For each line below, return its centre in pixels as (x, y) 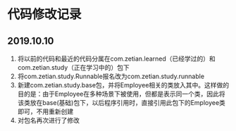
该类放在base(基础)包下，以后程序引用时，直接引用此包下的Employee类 (121, 102)
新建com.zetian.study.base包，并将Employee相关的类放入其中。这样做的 (123, 85)
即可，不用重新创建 (45, 111)
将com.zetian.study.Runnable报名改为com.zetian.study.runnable (111, 76)
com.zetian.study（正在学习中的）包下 (74, 67)
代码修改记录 (45, 14)
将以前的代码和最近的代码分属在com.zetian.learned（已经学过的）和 (117, 58)
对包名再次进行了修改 (48, 120)
